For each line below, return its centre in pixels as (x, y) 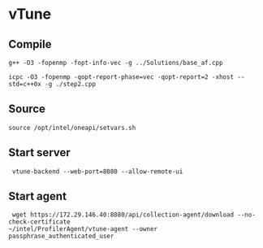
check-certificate (39, 222)
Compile (30, 44)
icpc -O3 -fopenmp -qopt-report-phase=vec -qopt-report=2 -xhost (121, 77)
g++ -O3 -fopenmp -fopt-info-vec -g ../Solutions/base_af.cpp (116, 63)
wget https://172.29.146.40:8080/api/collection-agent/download (123, 215)
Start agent (38, 196)
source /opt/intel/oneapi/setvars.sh (72, 128)
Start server (39, 152)
